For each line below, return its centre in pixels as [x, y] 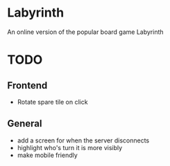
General [25, 123]
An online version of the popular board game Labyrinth [86, 32]
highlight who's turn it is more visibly [70, 147]
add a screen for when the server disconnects [83, 140]
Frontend [27, 85]
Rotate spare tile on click [52, 102]
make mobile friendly [47, 155]
